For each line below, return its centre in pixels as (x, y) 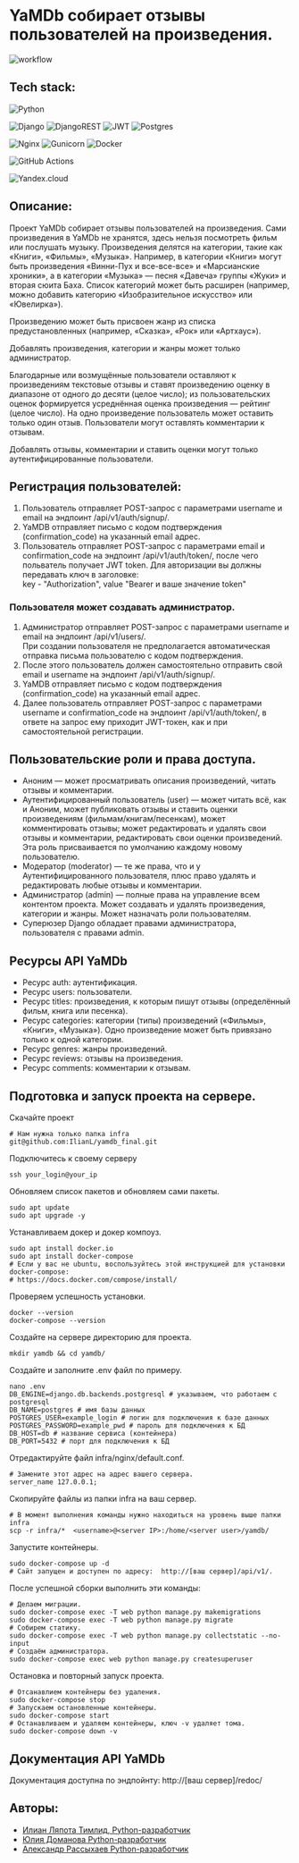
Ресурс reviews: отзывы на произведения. (103, 1058)
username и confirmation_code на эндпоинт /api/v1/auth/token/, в (144, 712)
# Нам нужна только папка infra (69, 1134)
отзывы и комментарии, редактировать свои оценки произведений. (152, 838)
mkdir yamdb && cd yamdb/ (57, 1354)
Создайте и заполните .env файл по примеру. (96, 1370)
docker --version (42, 1313)
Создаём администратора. (63, 1652)
